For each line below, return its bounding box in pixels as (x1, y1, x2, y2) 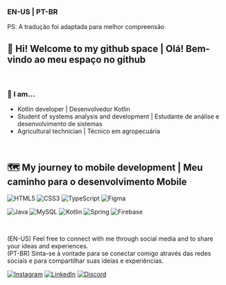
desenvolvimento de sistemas (17, 120, 103, 128)
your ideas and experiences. (7, 242, 89, 250)
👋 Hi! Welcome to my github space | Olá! (7, 42, 184, 55)
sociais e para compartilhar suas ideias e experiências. (7, 257, 164, 265)
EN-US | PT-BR (7, 7, 58, 17)
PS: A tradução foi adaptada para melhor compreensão (7, 23, 165, 31)
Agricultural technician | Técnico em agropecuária (17, 127, 161, 135)
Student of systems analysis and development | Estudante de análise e (17, 112, 220, 121)
